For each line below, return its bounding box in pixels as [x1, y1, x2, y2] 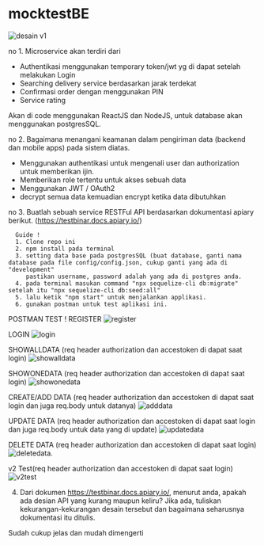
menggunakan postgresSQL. [8, 119, 101, 128]
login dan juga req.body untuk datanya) [8, 401, 137, 410]
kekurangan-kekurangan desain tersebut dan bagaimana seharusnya [19, 504, 245, 513]
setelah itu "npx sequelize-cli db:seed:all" [8, 286, 160, 294]
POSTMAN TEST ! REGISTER [8, 314, 102, 323]
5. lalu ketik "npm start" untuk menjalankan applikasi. [15, 293, 207, 301]
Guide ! [15, 231, 41, 238]
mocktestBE [8, 5, 89, 23]
